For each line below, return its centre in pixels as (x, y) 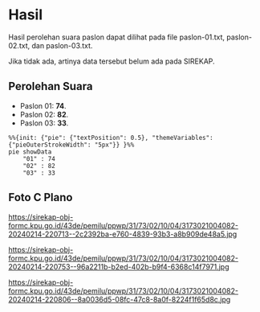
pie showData (30, 152)
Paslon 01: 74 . (43, 105)
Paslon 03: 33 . (44, 123)
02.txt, (19, 45)
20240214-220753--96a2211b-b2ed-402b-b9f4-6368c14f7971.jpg (119, 266)
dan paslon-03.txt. (62, 45)
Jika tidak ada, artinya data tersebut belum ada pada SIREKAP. (112, 61)
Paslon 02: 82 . (44, 114)
